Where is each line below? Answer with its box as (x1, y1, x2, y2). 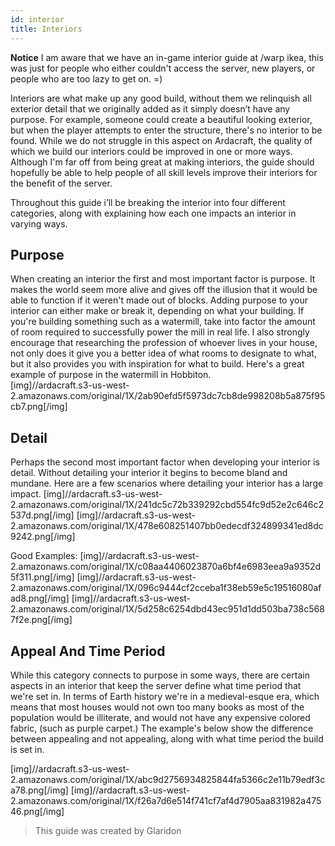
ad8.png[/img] (10, 592, 70, 605)
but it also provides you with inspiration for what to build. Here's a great (10, 358, 305, 370)
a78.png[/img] (10, 784, 69, 796)
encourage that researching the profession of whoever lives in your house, (10, 337, 318, 349)
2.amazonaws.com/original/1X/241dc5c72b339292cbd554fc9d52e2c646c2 (10, 499, 324, 511)
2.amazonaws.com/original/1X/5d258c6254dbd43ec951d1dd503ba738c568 (10, 603, 325, 615)
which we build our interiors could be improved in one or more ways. (10, 145, 293, 157)
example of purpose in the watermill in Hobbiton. (10, 369, 212, 381)
